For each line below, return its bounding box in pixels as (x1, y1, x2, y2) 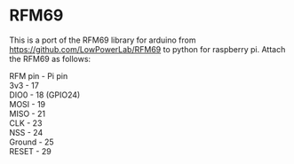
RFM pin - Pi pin (9, 70, 68, 81)
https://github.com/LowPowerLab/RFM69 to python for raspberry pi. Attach (9, 43, 286, 54)
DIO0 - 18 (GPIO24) (9, 90, 81, 100)
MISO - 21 (9, 108, 46, 119)
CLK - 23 (9, 117, 43, 129)
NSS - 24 (9, 127, 44, 137)
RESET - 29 (9, 145, 52, 156)
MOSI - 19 (9, 98, 46, 109)
